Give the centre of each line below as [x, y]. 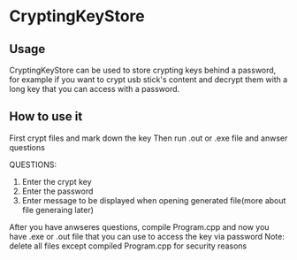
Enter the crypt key [57, 181]
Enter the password [57, 191]
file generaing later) [58, 210]
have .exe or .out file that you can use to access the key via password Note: [147, 236]
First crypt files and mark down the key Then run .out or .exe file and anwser [148, 138]
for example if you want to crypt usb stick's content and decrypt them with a [148, 80]
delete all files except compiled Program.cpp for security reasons [128, 246]
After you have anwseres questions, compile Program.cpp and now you [139, 226]
